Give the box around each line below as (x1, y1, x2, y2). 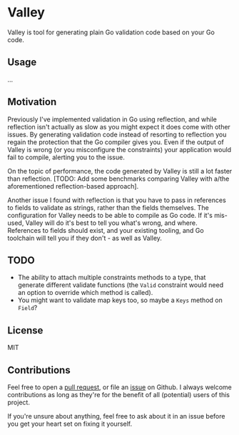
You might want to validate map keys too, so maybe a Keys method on (17, 296, 223, 304)
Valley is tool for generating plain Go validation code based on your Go (7, 28, 215, 36)
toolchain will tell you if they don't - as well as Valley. (7, 234, 163, 242)
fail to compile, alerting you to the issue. (7, 153, 125, 161)
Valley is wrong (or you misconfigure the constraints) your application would (7, 145, 232, 154)
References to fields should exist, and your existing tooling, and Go (7, 226, 205, 234)
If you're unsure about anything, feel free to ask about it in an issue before (7, 412, 225, 420)
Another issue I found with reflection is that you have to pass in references (7, 196, 226, 204)
